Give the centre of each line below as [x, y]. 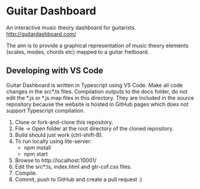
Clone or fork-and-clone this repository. [64, 122]
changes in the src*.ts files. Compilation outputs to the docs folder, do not [97, 92]
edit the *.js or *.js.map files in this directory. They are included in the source [100, 97]
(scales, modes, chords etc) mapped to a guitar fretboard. [78, 51]
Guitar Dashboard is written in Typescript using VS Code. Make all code [95, 85]
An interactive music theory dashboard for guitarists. [71, 28]
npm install [37, 147]
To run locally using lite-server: [53, 141]
